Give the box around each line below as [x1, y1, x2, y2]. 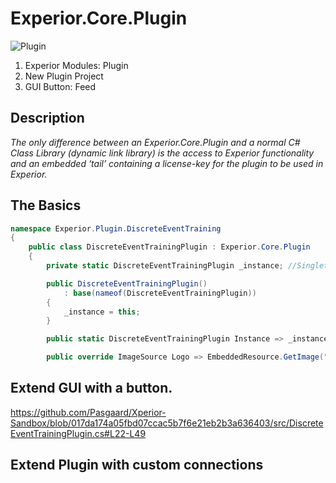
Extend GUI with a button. [10, 380, 173, 397]
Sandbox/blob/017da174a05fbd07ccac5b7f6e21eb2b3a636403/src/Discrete [10, 417, 324, 429]
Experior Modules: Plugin [24, 59, 129, 71]
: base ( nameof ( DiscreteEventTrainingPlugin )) [63, 288, 257, 298]
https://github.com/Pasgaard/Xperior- [10, 406, 167, 418]
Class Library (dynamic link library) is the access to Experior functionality [10, 147, 315, 159]
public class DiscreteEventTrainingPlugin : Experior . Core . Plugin [28, 242, 311, 252]
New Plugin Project [24, 70, 104, 82]
